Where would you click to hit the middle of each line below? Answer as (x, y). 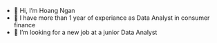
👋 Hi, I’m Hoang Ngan (44, 11)
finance (25, 25)
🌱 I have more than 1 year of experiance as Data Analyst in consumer (112, 18)
